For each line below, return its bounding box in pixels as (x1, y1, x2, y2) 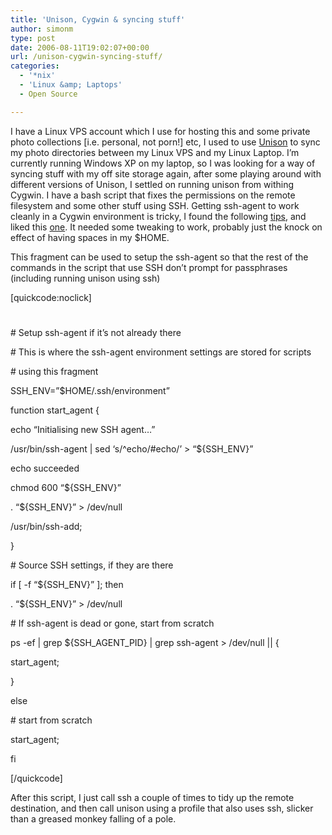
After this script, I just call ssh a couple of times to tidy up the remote (10, 791, 295, 803)
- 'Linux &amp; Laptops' (19, 80, 123, 90)
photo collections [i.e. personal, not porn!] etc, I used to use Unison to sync (10, 136, 321, 148)
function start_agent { (10, 404, 100, 416)
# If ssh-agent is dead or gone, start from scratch (10, 617, 215, 629)
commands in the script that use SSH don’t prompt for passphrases (10, 261, 288, 273)
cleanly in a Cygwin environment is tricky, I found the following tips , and (10, 210, 307, 222)
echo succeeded (10, 462, 80, 474)
